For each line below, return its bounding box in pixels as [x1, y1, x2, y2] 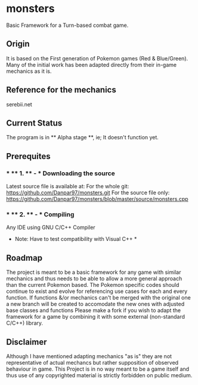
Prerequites [6, 151, 51, 161]
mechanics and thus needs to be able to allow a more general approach [6, 275, 182, 282]
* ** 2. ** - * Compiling [6, 210, 75, 218]
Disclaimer [6, 337, 47, 347]
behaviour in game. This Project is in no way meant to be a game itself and [6, 365, 190, 372]
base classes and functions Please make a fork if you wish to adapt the [6, 307, 181, 314]
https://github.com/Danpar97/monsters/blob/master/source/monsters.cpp [6, 195, 189, 203]
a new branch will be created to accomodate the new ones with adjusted [6, 301, 185, 308]
